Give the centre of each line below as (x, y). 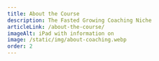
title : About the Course (43, 14)
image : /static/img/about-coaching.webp (67, 40)
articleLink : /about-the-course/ (56, 27)
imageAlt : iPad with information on (61, 33)
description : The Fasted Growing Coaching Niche (79, 20)
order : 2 (20, 46)
